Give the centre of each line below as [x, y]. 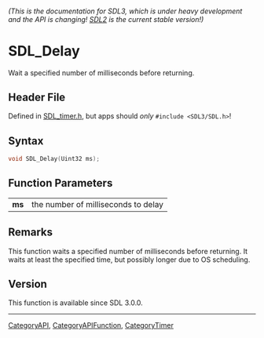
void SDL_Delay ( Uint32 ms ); [54, 159]
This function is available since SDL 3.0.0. [75, 303]
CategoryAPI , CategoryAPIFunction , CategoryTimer [91, 325]
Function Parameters [60, 183]
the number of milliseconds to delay [97, 204]
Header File [37, 97]
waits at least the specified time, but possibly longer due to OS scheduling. [129, 260]
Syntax [26, 141]
